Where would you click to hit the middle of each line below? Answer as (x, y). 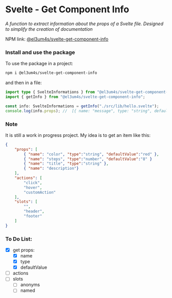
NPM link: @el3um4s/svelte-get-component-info (57, 39)
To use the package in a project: (39, 64)
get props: (24, 250)
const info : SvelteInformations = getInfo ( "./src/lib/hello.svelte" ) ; (82, 106)
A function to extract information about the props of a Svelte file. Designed (84, 24)
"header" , (34, 211)
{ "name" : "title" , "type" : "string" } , (66, 164)
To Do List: (19, 239)
